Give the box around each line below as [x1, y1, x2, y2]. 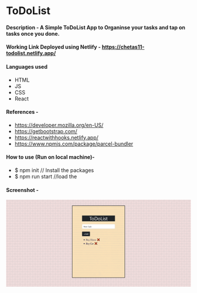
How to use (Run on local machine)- [6, 154, 95, 161]
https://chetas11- [101, 43, 145, 50]
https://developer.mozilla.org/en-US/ [14, 122, 104, 129]
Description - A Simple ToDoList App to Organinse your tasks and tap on [6, 23, 186, 31]
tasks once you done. [6, 30, 60, 37]
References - [6, 109, 39, 116]
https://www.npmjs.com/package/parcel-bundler [14, 140, 134, 147]
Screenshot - [6, 186, 39, 193]
